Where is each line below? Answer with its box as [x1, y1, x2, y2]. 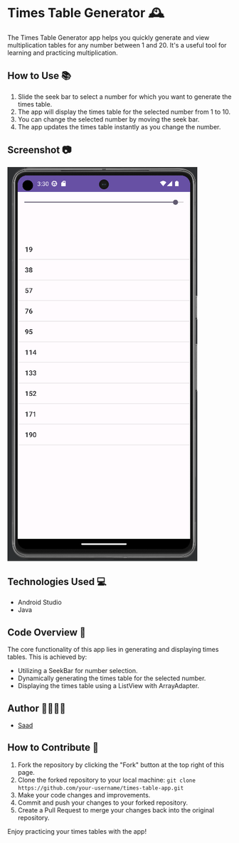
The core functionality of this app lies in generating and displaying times [7, 645, 219, 654]
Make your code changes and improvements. [17, 790, 151, 799]
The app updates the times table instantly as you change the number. [17, 122, 221, 131]
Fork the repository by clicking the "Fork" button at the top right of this [17, 761, 225, 769]
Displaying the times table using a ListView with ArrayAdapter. [17, 682, 200, 690]
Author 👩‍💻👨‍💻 [7, 702, 66, 714]
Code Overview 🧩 [7, 626, 87, 638]
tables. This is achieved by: [7, 653, 87, 661]
